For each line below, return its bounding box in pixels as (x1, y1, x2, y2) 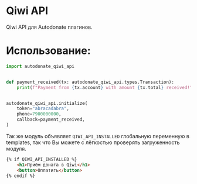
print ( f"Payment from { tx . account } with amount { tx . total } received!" (16, 84, 193, 90)
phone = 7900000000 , (16, 111, 62, 117)
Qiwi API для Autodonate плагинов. (6, 23, 93, 30)
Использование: (6, 44, 91, 57)
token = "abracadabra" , (16, 105, 69, 112)
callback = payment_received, (16, 117, 85, 122)
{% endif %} (6, 173, 35, 179)
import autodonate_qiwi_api (6, 63, 75, 69)
